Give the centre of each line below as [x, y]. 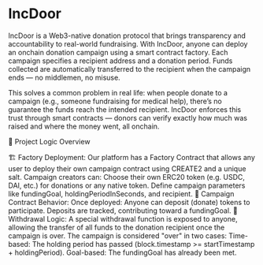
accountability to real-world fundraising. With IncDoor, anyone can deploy [128, 43]
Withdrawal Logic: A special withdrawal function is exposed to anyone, [123, 218]
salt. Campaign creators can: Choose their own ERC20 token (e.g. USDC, [127, 177]
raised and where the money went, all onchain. [84, 126]
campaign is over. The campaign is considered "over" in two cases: [117, 235]
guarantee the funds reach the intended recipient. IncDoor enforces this [125, 109]
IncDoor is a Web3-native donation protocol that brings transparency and [127, 35]
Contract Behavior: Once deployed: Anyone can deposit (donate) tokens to [129, 202]
